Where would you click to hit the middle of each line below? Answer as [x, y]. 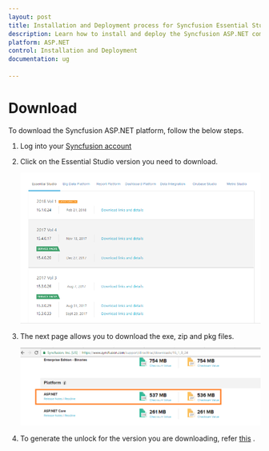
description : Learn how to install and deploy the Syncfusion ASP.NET [128, 34]
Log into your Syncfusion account [76, 146]
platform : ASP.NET [39, 42]
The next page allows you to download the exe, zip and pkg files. [127, 336]
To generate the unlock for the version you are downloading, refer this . [137, 439]
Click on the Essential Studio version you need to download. [119, 161]
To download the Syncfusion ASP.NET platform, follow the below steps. [126, 130]
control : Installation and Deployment [73, 51]
